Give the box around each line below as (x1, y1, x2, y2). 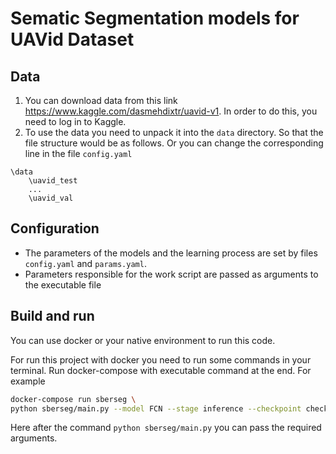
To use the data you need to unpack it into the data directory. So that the (24, 127, 324, 138)
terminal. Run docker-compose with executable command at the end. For (10, 364, 312, 376)
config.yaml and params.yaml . (24, 257, 147, 269)
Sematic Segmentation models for (10, 7, 300, 30)
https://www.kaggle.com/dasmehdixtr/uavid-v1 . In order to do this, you (24, 105, 318, 117)
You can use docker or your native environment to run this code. (10, 334, 276, 346)
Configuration (10, 220, 100, 237)
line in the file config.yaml (24, 148, 133, 159)
